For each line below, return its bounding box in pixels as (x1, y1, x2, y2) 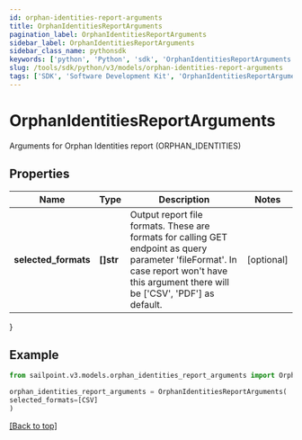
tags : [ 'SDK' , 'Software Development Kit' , (9, 72, 175, 81)
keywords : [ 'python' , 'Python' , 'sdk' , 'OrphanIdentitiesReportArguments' (9, 55, 296, 64)
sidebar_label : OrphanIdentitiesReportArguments (9, 38, 195, 48)
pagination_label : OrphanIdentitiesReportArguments (9, 30, 207, 39)
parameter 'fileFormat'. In (129, 253, 237, 265)
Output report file (129, 208, 203, 220)
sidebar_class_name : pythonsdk (9, 47, 127, 56)
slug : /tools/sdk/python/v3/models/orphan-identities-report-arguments (9, 64, 283, 73)
